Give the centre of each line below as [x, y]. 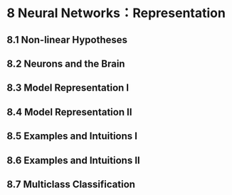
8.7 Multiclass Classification [71, 184]
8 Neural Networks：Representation [116, 13]
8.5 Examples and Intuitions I [72, 136]
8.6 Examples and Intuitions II [73, 160]
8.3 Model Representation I [68, 88]
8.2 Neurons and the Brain [66, 63]
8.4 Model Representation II [69, 112]
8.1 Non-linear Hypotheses [67, 39]
